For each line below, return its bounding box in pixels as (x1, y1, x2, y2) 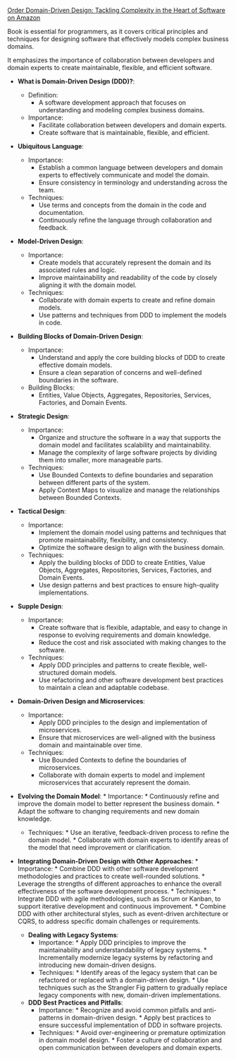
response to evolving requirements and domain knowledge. (38, 631, 211, 639)
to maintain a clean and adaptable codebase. (38, 684, 169, 691)
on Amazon (7, 13, 41, 22)
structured (38, 668, 69, 677)
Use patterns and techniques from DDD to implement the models (38, 311, 227, 319)
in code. (38, 318, 63, 327)
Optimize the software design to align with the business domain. (38, 544, 225, 551)
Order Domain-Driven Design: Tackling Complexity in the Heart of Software (7, 6, 225, 14)
